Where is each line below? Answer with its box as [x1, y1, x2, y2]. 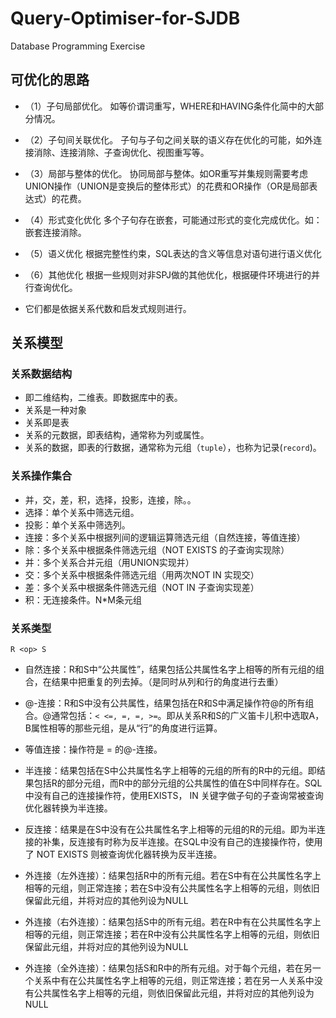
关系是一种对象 [24, 404, 87, 416]
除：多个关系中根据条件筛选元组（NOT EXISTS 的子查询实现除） [24, 543, 290, 556]
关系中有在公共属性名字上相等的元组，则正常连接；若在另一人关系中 [33, 975, 315, 987]
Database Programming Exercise [10, 40, 146, 52]
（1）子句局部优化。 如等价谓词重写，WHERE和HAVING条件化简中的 [24, 100, 307, 112]
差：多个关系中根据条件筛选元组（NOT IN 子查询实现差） [24, 581, 260, 593]
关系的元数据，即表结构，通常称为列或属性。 [24, 429, 210, 441]
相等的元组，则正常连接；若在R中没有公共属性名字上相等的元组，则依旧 [24, 928, 320, 941]
